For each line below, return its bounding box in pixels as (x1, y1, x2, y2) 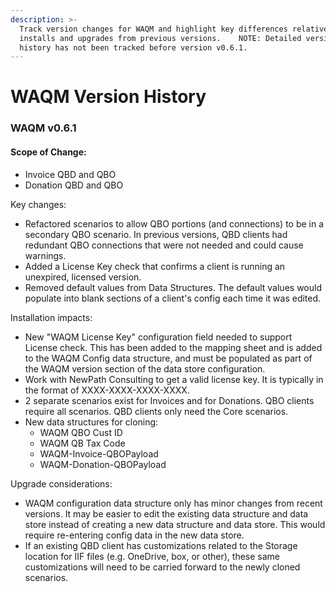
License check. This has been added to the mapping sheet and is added (24, 341, 323, 353)
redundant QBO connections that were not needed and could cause (24, 239, 304, 251)
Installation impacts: (10, 311, 93, 323)
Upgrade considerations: (10, 477, 113, 490)
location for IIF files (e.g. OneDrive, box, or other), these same (24, 550, 280, 562)
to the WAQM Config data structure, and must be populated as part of (24, 352, 313, 364)
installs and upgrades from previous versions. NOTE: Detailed (19, 33, 302, 43)
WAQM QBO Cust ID (39, 426, 123, 438)
